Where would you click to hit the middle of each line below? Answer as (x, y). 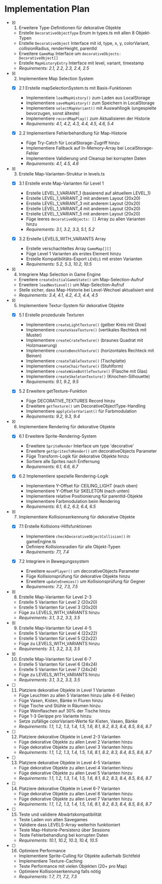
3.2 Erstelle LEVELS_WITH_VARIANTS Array (62, 239)
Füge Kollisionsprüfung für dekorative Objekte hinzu (78, 576)
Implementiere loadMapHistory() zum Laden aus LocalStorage (88, 98)
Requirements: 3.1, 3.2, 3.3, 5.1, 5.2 (60, 230)
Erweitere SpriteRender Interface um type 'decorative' (80, 446)
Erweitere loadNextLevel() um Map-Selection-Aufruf (72, 285)
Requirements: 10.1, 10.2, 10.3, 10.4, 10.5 (58, 840)
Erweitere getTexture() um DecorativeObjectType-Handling (86, 406)
